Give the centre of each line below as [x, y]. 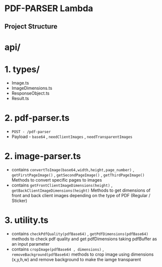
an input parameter [30, 244]
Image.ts [20, 83]
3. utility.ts [27, 220]
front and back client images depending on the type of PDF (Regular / [81, 195]
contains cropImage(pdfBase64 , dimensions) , [58, 249]
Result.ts [20, 98]
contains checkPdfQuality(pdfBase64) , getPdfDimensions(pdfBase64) [80, 234]
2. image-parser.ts [43, 156]
